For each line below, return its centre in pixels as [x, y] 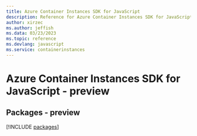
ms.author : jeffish [30, 28]
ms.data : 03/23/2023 [31, 33]
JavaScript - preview [58, 91]
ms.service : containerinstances [45, 50]
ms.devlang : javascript [35, 45]
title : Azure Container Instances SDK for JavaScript [73, 11]
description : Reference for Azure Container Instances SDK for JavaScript [99, 17]
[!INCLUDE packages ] [33, 127]
